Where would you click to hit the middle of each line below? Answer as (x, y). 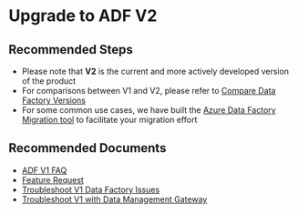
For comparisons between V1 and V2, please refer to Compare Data (149, 91)
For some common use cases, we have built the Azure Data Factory (149, 110)
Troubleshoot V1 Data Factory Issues (91, 189)
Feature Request (52, 179)
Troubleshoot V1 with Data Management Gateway (114, 199)
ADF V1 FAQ (44, 170)
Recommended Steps (71, 50)
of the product (49, 81)
